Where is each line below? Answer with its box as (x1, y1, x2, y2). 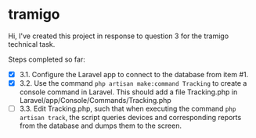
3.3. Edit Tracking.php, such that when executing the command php (19, 104, 236, 114)
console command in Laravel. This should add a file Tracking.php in (19, 87, 238, 97)
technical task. (8, 39, 56, 48)
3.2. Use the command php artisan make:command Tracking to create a (19, 79, 247, 87)
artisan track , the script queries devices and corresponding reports (19, 113, 242, 122)
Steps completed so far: (8, 55, 86, 64)
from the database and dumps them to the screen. (19, 121, 182, 130)
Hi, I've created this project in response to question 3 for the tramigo (8, 31, 229, 41)
